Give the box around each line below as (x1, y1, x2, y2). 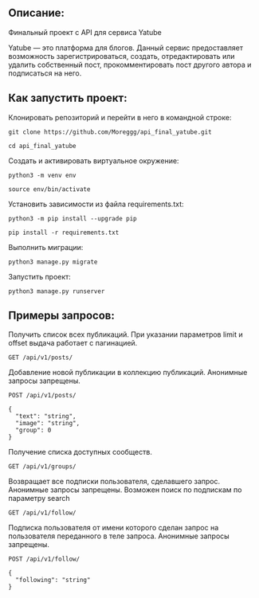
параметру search (8, 494, 70, 503)
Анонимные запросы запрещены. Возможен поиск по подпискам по (8, 485, 242, 494)
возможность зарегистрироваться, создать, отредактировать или (8, 51, 235, 61)
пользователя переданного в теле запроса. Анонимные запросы (8, 531, 230, 541)
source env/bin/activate (8, 185, 91, 193)
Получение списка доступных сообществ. (8, 448, 153, 457)
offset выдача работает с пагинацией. (8, 338, 138, 348)
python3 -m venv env (8, 171, 77, 179)
